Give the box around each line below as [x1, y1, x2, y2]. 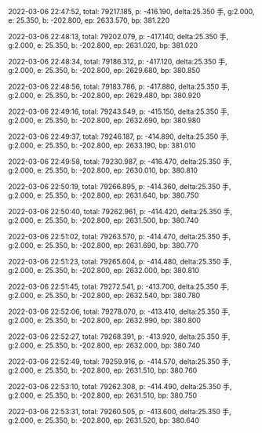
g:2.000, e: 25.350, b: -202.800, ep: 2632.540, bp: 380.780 [8, 291, 201, 300]
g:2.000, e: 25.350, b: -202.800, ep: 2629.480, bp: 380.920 [8, 91, 202, 100]
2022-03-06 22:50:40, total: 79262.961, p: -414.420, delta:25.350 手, [8, 207, 233, 216]
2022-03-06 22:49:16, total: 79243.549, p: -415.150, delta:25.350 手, [8, 107, 230, 116]
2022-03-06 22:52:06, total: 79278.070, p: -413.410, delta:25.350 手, [8, 307, 231, 316]
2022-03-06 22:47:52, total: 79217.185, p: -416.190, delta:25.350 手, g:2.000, [8, 7, 255, 16]
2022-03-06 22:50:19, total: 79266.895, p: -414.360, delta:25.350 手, [8, 182, 231, 191]
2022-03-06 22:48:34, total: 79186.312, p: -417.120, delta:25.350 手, [8, 57, 227, 66]
